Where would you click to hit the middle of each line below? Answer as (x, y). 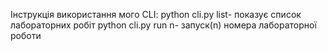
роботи (26, 35)
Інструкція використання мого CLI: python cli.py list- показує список (156, 14)
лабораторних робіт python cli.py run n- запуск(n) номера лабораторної (163, 25)
